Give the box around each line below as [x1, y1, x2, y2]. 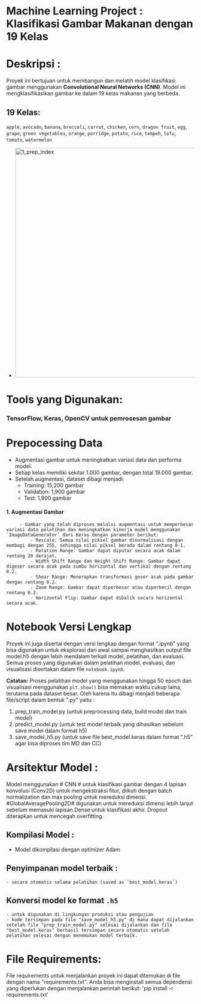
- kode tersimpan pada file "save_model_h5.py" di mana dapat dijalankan [6, 916, 194, 922]
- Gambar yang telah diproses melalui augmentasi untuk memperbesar [19, 522, 194, 528]
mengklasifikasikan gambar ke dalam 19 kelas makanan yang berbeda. [6, 90, 180, 97]
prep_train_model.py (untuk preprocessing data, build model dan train [14, 708, 187, 715]
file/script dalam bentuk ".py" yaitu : [6, 696, 95, 703]
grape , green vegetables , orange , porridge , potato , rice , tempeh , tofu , [6, 129, 176, 136]
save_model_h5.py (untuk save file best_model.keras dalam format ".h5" [14, 733, 193, 741]
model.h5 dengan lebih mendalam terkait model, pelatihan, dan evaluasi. [6, 653, 185, 660]
